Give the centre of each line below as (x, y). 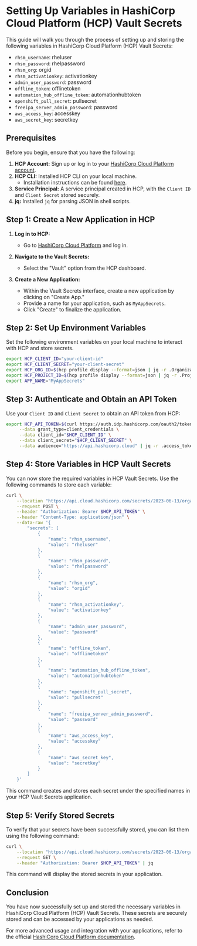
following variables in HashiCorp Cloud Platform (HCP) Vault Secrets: (89, 46)
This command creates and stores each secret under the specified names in (98, 791)
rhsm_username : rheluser (43, 57)
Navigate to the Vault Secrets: (52, 256)
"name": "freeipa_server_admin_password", (101, 714)
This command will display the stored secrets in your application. (84, 874)
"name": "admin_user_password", (87, 626)
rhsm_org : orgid (33, 69)
